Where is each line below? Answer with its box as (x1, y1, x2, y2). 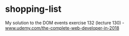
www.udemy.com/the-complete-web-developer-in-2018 (5, 25, 120, 31)
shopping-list (5, 3, 62, 15)
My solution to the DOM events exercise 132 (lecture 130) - (5, 20, 125, 26)
